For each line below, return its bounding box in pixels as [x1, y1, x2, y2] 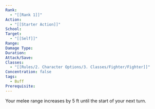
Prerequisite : [5, 83, 36, 89]
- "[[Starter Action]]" [10, 21, 61, 27]
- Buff [10, 79, 24, 84]
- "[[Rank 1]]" [10, 12, 43, 17]
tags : [5, 74, 17, 79]
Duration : [5, 50, 27, 55]
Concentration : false [5, 70, 52, 75]
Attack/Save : [5, 55, 33, 60]
